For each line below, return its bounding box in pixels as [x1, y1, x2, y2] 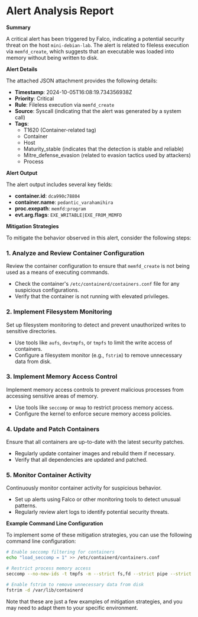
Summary [6, 24, 31, 31]
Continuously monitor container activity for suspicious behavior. [6, 484, 162, 491]
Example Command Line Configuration [6, 520, 103, 527]
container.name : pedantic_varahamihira [14, 199, 113, 206]
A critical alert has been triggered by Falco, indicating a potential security [6, 35, 185, 42]
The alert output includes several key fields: [6, 181, 113, 188]
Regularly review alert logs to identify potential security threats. [14, 509, 170, 516]
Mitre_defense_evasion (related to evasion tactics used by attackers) [23, 151, 191, 158]
